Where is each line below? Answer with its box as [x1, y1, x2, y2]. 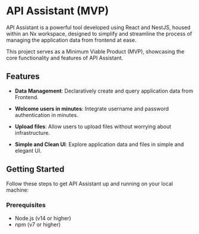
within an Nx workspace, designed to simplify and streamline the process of [6, 30, 192, 37]
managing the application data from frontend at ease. [6, 36, 137, 43]
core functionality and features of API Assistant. [6, 54, 124, 61]
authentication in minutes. [14, 111, 78, 118]
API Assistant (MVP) [6, 4, 109, 18]
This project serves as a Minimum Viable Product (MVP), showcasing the [6, 48, 185, 55]
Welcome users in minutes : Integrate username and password [14, 105, 169, 112]
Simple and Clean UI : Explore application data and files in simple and [14, 141, 184, 148]
